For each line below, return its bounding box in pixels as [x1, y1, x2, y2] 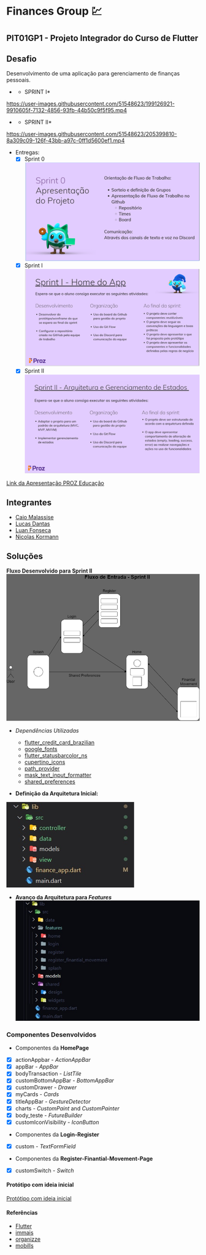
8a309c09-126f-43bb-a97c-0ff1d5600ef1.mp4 [6, 137, 125, 144]
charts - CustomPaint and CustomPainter [15, 1104, 120, 1112]
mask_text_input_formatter [24, 771, 92, 779]
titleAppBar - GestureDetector [15, 1097, 91, 1105]
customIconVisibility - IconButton [15, 1118, 99, 1126]
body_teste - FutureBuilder [15, 1112, 83, 1119]
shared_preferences [24, 777, 75, 785]
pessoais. [6, 77, 31, 84]
